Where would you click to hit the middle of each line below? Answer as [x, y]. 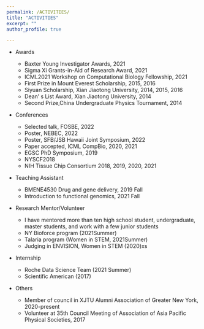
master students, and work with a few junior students [91, 226]
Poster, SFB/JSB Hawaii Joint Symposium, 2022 [85, 140]
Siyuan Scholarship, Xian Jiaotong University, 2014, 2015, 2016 [104, 90]
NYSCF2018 [40, 160]
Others [24, 288]
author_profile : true [34, 29]
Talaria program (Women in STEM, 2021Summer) [86, 239]
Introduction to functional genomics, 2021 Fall [82, 196]
